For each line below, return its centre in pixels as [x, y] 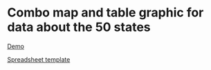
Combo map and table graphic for [105, 13]
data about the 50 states [79, 27]
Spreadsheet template [39, 59]
